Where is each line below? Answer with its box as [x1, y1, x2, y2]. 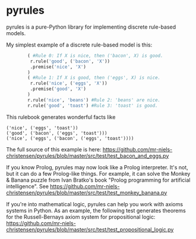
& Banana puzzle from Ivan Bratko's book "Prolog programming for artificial [6, 176, 191, 184]
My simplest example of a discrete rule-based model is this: [6, 41, 153, 48]
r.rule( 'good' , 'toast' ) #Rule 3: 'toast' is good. [27, 103, 159, 108]
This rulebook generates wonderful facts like [6, 113, 116, 120]
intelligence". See [6, 182, 49, 190]
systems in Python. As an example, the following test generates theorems [6, 207, 186, 214]
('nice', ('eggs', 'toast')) [6, 125, 78, 131]
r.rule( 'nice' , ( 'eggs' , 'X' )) [30, 80, 108, 86]
